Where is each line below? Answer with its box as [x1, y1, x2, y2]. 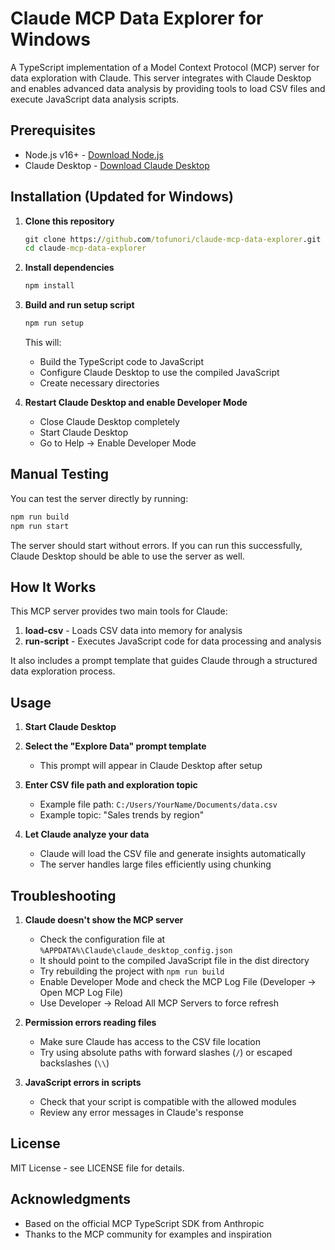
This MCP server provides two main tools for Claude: [10, 605, 228, 617]
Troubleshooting [10, 887, 117, 904]
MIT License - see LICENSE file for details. [10, 1162, 185, 1174]
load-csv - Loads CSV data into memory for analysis [24, 625, 243, 637]
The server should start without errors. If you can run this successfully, [10, 539, 303, 551]
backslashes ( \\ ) [39, 1057, 110, 1069]
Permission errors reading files [24, 1017, 157, 1029]
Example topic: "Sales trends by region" [39, 809, 205, 821]
